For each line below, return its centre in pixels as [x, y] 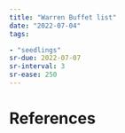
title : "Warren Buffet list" [63, 17]
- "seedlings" [35, 50]
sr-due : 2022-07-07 [45, 59]
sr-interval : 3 [37, 66]
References [52, 118]
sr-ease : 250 [33, 75]
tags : [19, 34]
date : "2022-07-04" [45, 26]
